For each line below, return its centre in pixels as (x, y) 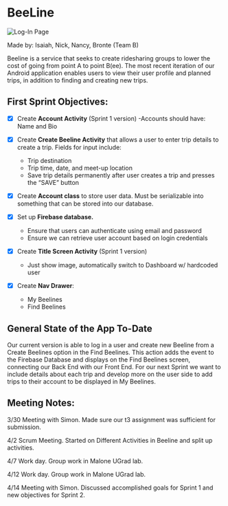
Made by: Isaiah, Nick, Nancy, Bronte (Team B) (73, 45)
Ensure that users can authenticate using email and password (114, 231)
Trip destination (49, 160)
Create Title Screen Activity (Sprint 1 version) (82, 251)
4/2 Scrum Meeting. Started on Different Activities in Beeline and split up (110, 440)
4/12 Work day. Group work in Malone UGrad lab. (77, 474)
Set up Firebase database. (55, 217)
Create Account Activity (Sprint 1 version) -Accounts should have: (111, 118)
